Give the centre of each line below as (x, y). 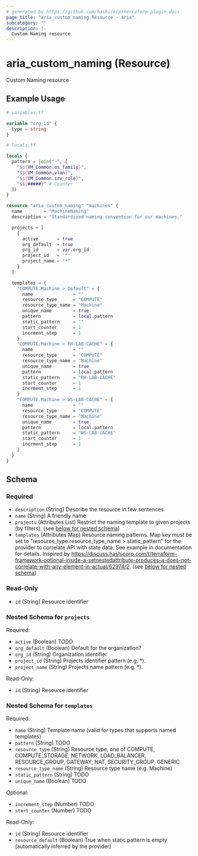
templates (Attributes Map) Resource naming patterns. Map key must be (103, 535)
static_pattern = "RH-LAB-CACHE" (69, 377)
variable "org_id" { (32, 123)
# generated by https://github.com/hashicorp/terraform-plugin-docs (93, 12)
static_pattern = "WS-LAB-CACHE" (69, 433)
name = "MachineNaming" (50, 212)
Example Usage (36, 99)
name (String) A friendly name (50, 516)
